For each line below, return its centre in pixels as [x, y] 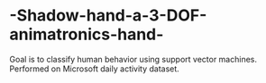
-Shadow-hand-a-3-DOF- [108, 16]
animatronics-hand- [87, 34]
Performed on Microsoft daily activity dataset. [95, 69]
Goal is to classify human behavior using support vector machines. [133, 59]
